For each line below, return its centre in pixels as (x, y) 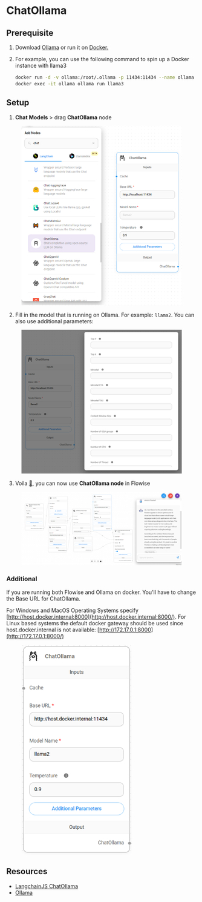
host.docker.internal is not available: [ (53, 630)
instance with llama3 (41, 65)
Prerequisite (30, 33)
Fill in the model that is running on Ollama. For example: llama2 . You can (105, 315)
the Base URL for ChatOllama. (43, 598)
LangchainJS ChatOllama (47, 886)
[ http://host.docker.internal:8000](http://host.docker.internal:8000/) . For (96, 617)
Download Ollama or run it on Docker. (62, 47)
